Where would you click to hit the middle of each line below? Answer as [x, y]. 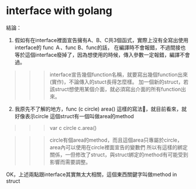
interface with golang [59, 11]
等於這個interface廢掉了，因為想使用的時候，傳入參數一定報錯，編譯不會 [102, 54]
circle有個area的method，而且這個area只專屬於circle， [116, 140]
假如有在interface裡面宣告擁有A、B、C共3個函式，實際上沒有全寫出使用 [102, 40]
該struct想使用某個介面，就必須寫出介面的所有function [115, 89]
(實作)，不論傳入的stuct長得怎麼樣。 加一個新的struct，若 [119, 82]
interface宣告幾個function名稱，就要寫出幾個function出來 [119, 74]
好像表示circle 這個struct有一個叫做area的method [74, 116]
